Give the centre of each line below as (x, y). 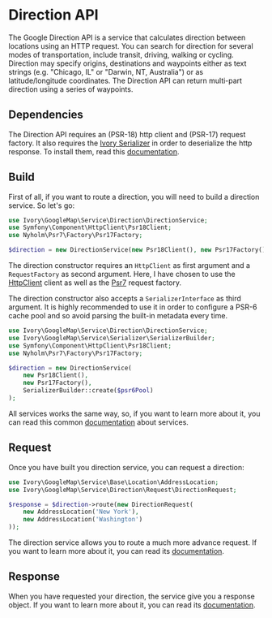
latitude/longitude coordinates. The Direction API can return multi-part (125, 80)
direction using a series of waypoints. (71, 89)
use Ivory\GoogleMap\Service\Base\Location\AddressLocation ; (114, 482)
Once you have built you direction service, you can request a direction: (126, 467)
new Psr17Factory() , (57, 383)
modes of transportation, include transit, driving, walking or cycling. (121, 54)
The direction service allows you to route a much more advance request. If (133, 542)
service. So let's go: (42, 205)
